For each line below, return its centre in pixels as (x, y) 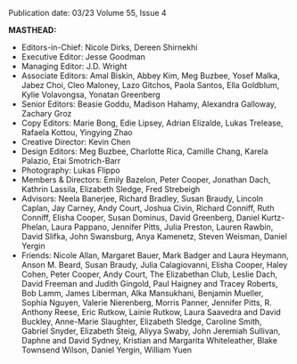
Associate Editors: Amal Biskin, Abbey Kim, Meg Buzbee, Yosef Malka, (150, 76)
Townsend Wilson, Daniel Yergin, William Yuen (107, 350)
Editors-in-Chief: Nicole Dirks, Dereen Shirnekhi (109, 47)
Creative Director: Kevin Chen (76, 142)
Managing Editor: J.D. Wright (74, 66)
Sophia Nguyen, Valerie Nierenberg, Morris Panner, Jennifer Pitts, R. (147, 303)
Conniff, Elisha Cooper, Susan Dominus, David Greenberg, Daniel (140, 218)
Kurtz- (273, 218)
